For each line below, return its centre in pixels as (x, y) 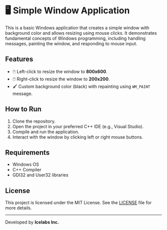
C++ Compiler (27, 170)
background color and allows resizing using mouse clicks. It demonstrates (81, 33)
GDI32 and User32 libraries (40, 175)
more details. (19, 208)
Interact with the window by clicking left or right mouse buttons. (78, 137)
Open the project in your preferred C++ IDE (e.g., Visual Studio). (78, 126)
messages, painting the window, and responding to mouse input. (71, 43)
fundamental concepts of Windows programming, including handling (75, 38)
